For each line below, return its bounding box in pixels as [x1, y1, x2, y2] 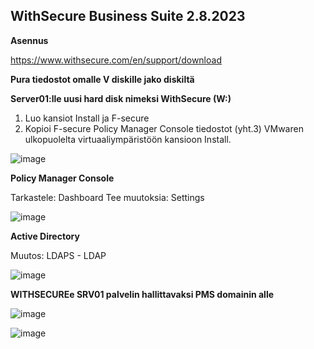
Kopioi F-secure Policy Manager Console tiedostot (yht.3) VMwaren [24, 122, 304, 134]
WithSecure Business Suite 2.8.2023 [10, 8, 246, 25]
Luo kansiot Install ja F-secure [24, 112, 150, 124]
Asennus [10, 34, 49, 46]
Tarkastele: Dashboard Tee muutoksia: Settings [10, 191, 205, 203]
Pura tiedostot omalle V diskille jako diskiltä [10, 73, 195, 85]
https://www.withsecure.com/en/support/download [10, 54, 222, 66]
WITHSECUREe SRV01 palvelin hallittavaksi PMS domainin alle [10, 288, 275, 300]
